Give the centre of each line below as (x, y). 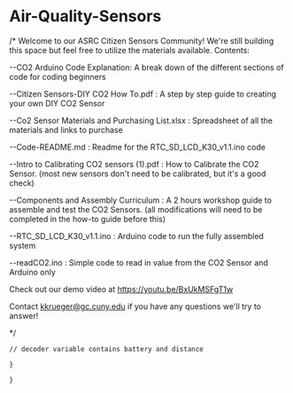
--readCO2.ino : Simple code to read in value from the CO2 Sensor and (139, 262)
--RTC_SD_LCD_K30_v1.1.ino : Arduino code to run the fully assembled (136, 235)
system (23, 245)
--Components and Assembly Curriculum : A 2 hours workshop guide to (141, 200)
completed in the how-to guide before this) (88, 219)
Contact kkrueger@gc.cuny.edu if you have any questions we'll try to (135, 306)
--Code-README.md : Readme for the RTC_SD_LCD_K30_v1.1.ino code (137, 147)
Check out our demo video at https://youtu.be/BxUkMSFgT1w (121, 289)
